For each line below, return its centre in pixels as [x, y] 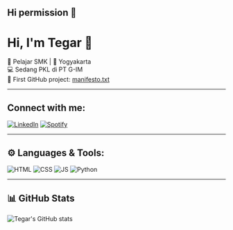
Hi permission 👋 [42, 13]
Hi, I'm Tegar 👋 [50, 43]
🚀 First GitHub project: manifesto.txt [58, 80]
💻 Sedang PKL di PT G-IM [45, 69]
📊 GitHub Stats [41, 198]
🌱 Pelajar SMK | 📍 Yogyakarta [49, 62]
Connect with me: [46, 108]
